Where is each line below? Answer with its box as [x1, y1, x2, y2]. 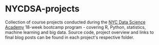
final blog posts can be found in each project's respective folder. [5, 34, 135, 40]
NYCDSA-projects [5, 3, 80, 14]
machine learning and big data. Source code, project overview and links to [5, 29, 154, 35]
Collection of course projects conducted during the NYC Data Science [5, 19, 146, 25]
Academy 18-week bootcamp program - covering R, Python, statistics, [5, 24, 146, 30]
